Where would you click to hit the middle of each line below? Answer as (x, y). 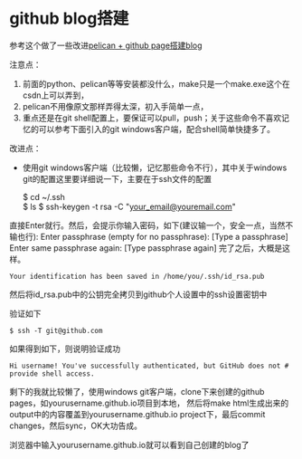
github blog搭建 (69, 19)
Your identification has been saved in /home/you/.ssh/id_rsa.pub (137, 276)
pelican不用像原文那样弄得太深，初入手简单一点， (115, 106)
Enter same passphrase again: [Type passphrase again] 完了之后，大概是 (146, 248)
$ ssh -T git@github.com (56, 330)
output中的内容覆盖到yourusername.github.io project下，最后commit (137, 414)
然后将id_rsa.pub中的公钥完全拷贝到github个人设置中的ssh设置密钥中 (138, 294)
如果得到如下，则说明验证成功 (65, 349)
